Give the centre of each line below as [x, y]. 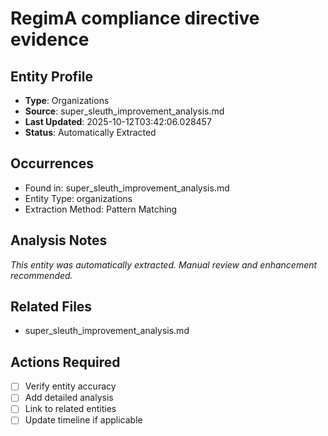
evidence [50, 39]
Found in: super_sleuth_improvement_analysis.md [127, 188]
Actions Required [65, 362]
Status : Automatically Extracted [90, 132]
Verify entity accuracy [70, 386]
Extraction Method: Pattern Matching [101, 209]
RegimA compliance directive [135, 18]
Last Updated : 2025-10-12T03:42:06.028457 [118, 121]
